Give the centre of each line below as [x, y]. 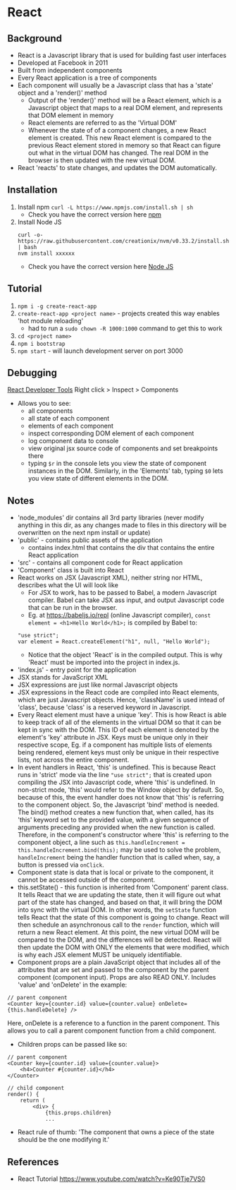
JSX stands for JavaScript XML [63, 678]
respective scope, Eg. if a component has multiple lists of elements [115, 745]
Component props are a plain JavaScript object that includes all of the [119, 962]
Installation [32, 190]
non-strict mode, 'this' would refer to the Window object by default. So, [121, 790]
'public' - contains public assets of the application [90, 540]
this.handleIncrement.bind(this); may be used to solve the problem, [119, 850]
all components [50, 411]
